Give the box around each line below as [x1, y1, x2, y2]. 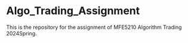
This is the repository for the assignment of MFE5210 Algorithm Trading [6, 24, 182, 31]
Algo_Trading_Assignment [6, 4, 140, 18]
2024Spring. [6, 29, 37, 37]
